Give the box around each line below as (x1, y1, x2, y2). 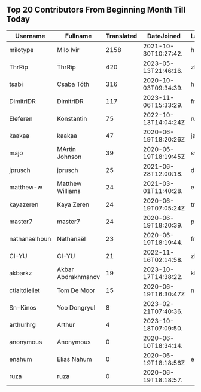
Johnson (56, 152, 82, 161)
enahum (9, 355, 32, 363)
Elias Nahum (56, 355, 92, 363)
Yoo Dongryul (56, 303, 96, 311)
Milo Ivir (56, 45, 80, 54)
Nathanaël (56, 234, 86, 243)
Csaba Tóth (56, 80, 90, 88)
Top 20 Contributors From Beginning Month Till (6, 5, 186, 15)
